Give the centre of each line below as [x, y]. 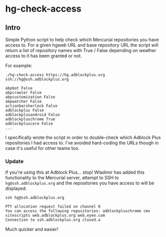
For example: [19, 66]
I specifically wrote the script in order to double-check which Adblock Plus [83, 137]
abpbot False [19, 88]
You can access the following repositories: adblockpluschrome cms [78, 211]
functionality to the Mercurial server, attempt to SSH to [62, 178]
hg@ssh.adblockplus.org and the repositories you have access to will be [80, 183]
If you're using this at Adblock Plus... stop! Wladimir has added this [75, 172]
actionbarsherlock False [31, 106]
